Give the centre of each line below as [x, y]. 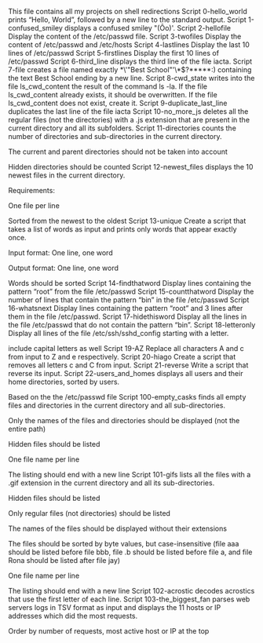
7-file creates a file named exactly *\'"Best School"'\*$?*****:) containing [130, 69]
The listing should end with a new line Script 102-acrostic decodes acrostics [131, 591]
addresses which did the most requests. [73, 616]
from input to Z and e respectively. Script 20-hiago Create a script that [122, 357]
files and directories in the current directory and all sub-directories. [117, 405]
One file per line [34, 206]
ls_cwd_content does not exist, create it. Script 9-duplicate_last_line [118, 103]
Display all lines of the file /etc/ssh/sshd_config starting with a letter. [119, 333]
